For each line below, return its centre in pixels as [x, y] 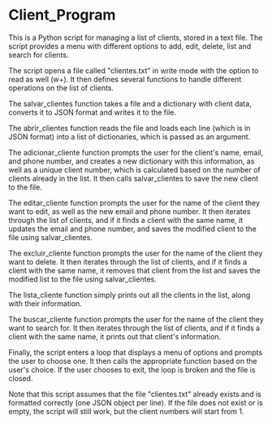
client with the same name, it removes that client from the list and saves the [135, 270]
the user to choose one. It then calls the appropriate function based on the [133, 361]
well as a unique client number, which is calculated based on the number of [135, 169]
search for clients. [39, 55]
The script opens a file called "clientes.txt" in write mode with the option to [134, 70]
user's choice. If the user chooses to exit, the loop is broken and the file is [132, 369]
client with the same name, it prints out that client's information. [115, 336]
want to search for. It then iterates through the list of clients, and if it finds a [134, 328]
